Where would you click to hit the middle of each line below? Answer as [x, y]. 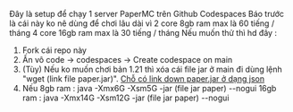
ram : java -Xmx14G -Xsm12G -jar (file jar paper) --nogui [126, 98]
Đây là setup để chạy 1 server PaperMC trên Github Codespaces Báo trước [146, 14]
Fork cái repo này [54, 50]
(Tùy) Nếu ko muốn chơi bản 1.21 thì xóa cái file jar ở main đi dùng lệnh [152, 69]
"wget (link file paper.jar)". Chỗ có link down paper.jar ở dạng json [143, 79]
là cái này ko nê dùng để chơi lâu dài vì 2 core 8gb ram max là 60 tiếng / [142, 23]
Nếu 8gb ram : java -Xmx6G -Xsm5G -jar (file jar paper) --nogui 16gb [149, 88]
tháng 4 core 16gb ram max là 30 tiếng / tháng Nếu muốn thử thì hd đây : [143, 33]
